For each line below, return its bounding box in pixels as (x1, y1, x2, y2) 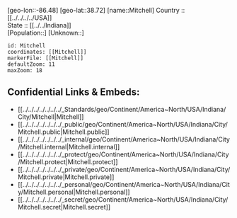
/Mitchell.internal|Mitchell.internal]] (17, 142, 120, 151)
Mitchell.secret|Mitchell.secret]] (17, 202, 111, 211)
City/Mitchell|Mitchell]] (17, 113, 84, 121)
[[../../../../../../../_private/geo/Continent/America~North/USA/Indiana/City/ (17, 165, 231, 173)
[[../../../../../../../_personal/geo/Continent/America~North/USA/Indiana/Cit (17, 180, 230, 188)
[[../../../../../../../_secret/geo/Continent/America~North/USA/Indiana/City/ (17, 195, 229, 204)
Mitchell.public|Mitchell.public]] (17, 127, 110, 136)
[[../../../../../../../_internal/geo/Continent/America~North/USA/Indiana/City (17, 134, 230, 144)
